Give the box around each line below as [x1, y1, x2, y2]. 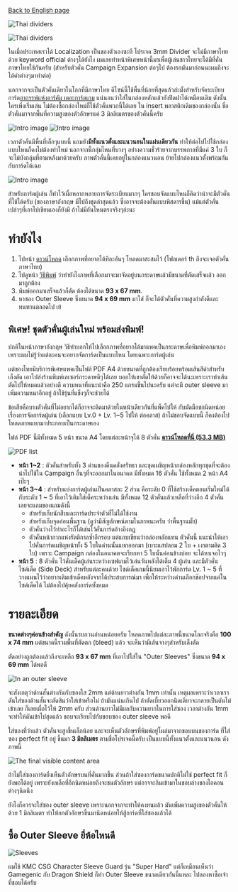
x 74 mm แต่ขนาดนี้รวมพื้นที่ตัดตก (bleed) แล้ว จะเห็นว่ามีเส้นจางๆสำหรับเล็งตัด [8, 638, 200, 646]
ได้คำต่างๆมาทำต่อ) [8, 71, 52, 80]
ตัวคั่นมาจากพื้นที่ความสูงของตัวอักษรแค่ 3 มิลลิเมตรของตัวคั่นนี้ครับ [8, 109, 164, 118]
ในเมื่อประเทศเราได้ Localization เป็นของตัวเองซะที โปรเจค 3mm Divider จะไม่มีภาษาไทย [8, 48, 229, 55]
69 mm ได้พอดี [8, 660, 47, 668]
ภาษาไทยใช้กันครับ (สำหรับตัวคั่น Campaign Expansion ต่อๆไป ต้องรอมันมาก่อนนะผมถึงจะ [8, 63, 229, 72]
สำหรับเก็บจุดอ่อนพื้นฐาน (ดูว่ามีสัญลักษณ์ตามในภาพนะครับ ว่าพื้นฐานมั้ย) [28, 516, 198, 525]
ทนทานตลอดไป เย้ [18, 302, 62, 311]
